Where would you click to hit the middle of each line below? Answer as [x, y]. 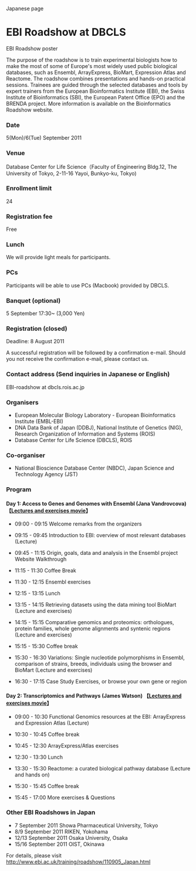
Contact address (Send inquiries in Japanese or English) [88, 374]
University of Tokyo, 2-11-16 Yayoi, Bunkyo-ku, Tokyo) [71, 173]
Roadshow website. [30, 110]
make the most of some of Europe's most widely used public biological [92, 66]
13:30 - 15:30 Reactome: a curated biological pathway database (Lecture [102, 768]
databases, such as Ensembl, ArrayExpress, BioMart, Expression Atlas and [96, 72]
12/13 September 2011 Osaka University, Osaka [71, 838]
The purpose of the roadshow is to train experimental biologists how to [92, 60]
